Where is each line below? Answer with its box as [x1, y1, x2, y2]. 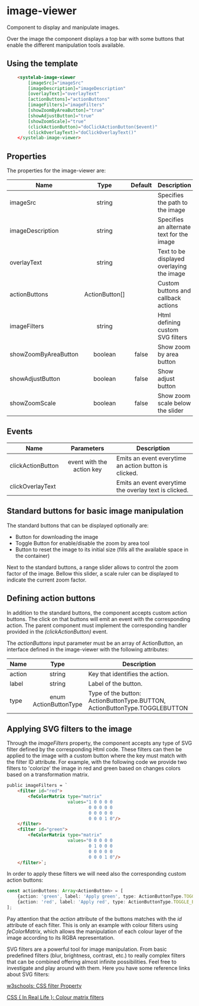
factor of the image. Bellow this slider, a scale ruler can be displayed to [6, 570, 179, 577]
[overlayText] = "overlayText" [28, 91, 100, 97]
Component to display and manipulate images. [6, 24, 120, 31]
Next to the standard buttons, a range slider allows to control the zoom [6, 564, 179, 571]
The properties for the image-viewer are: [6, 167, 106, 174]
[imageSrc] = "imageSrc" [28, 80, 84, 86]
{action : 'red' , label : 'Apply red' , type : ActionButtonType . [17, 899, 174, 905]
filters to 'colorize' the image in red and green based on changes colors [6, 765, 181, 772]
